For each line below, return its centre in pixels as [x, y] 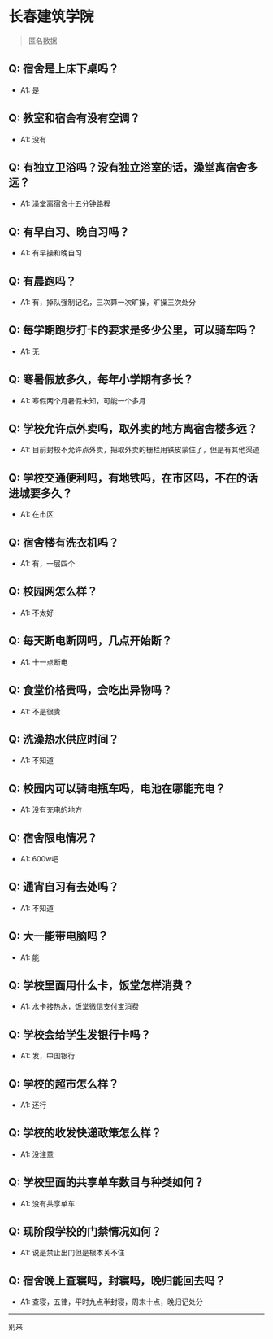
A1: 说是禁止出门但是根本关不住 [72, 1253]
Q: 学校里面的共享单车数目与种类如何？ [106, 1182]
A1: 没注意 [37, 1154]
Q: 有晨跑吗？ [43, 281]
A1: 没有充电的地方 [51, 809]
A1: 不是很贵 [40, 711]
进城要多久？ [41, 493]
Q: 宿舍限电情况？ [53, 837]
